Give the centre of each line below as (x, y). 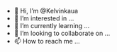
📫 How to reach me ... (47, 41)
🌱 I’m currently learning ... (52, 26)
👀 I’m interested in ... (44, 18)
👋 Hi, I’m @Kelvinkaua (46, 11)
